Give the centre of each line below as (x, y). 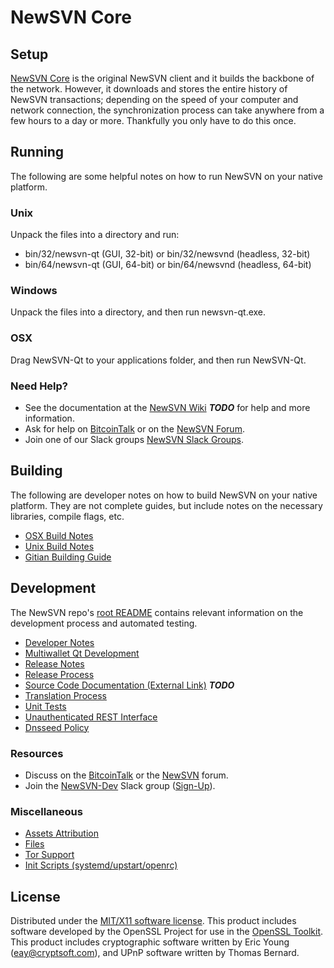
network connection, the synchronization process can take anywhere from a (167, 110)
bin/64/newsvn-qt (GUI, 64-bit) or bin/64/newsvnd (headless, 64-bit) (168, 265)
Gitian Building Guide (68, 557)
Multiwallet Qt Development (82, 653)
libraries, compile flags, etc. (67, 516)
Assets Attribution (61, 833)
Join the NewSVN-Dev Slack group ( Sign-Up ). (120, 785)
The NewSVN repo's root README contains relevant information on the (157, 612)
